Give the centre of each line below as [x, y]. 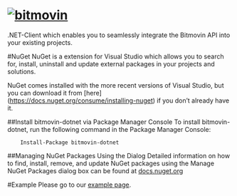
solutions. [22, 71]
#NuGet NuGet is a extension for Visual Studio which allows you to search [116, 56]
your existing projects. [40, 42]
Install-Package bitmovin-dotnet [70, 143]
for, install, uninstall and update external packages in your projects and [111, 63]
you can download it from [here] [54, 93]
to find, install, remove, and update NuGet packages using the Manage [111, 163]
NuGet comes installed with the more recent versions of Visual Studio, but [116, 85]
